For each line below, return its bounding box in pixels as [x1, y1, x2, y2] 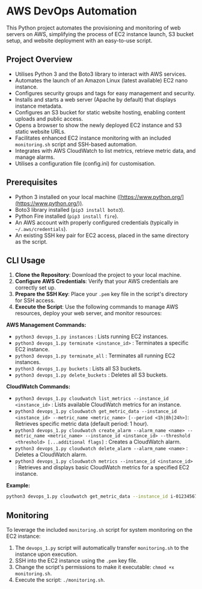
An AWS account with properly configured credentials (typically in [14, 218, 179, 226]
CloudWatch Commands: [6, 383, 71, 390]
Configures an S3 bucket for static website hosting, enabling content [14, 108, 186, 116]
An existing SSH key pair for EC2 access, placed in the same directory [14, 232, 189, 239]
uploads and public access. [14, 115, 83, 122]
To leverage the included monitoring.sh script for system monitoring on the [6, 526, 193, 534]
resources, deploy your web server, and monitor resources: [14, 310, 162, 317]
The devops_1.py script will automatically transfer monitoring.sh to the [14, 544, 189, 552]
